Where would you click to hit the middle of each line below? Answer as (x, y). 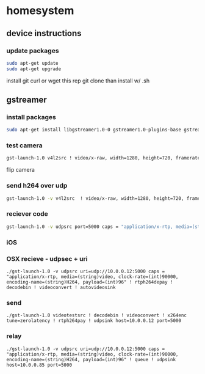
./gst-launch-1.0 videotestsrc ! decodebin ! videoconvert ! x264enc (97, 315)
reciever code (27, 214)
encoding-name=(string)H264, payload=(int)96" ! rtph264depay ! (90, 282)
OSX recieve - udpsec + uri (47, 258)
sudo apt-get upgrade (34, 69)
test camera (24, 145)
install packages (31, 117)
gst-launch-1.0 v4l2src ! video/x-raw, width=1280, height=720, (90, 158)
